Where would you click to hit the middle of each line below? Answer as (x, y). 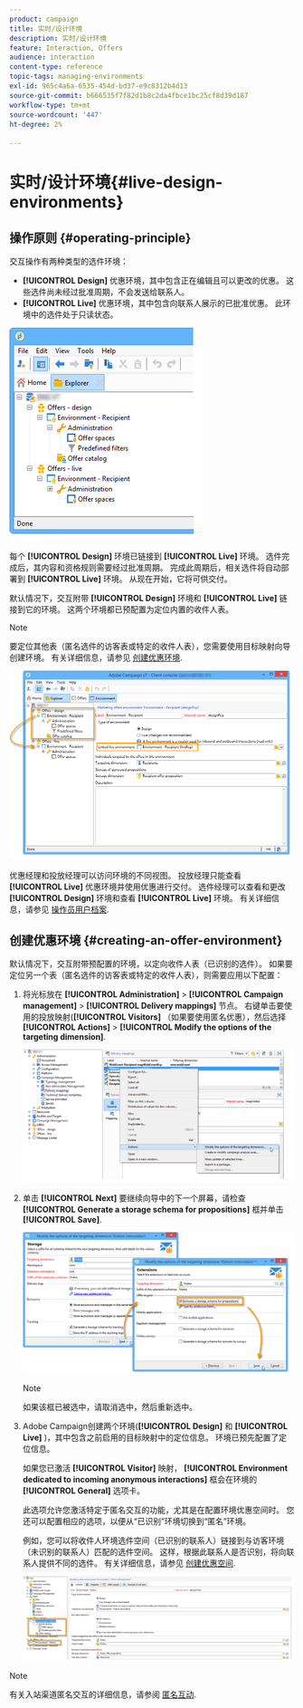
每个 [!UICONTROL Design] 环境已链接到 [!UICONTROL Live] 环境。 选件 (146, 556)
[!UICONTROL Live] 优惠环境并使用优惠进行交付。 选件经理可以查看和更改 (147, 887)
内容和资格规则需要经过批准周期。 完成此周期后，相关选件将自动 (161, 568)
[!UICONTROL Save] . (62, 1220)
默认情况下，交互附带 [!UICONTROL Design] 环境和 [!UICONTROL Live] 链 (148, 599)
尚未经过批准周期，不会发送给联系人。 (118, 292)
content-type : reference (56, 67)
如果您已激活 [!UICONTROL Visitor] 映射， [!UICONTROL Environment (155, 1468)
